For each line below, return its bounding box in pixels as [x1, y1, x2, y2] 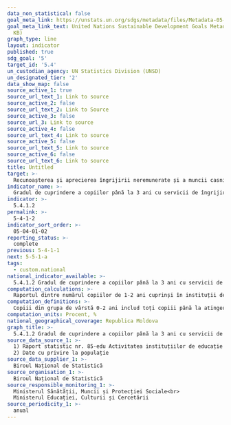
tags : [7, 260, 23, 267]
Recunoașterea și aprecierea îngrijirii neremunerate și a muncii [13, 176, 208, 183]
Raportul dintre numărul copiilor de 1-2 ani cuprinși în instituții [13, 292, 217, 299]
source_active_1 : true [7, 87, 72, 94]
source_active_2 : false [7, 100, 76, 107]
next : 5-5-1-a [7, 253, 48, 260]
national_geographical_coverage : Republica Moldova [7, 318, 158, 324]
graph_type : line [7, 36, 57, 43]
